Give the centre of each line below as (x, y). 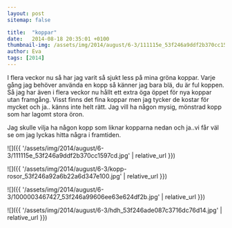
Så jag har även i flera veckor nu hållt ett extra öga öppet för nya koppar (109, 92)
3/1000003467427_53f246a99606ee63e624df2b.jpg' (84, 196)
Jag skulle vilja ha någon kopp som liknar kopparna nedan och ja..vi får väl (113, 127)
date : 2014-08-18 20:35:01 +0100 (58, 39)
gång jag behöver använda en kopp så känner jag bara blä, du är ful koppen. (116, 85)
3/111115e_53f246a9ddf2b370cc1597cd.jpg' (69, 155)
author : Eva (24, 52)
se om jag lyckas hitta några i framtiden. (64, 134)
